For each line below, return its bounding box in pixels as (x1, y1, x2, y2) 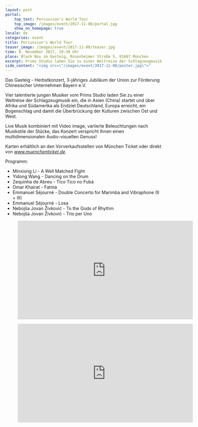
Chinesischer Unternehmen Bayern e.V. (5, 82, 86, 88)
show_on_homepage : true (14, 26, 64, 31)
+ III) (12, 195, 22, 201)
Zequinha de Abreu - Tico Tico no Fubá (12, 179, 94, 185)
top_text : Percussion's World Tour (14, 17, 88, 22)
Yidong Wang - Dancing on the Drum (12, 173, 89, 179)
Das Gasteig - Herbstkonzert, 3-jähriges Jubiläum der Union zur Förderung (5, 77, 160, 83)
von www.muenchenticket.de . (5, 149, 66, 155)
